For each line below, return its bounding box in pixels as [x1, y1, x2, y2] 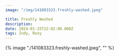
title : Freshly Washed [5, 16, 53, 22]
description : [5, 21, 33, 26]
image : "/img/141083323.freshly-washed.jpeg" [5, 7, 103, 13]
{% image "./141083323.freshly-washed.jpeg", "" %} [5, 45, 114, 51]
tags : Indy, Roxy [5, 31, 42, 36]
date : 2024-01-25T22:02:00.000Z [5, 26, 73, 31]
